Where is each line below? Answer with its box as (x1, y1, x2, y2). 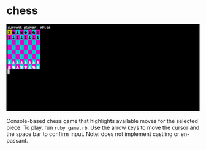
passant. (6, 137, 29, 144)
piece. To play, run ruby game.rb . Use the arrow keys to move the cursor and (6, 124, 200, 132)
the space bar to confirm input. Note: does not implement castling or (6, 130, 180, 138)
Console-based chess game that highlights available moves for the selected (6, 118, 198, 125)
